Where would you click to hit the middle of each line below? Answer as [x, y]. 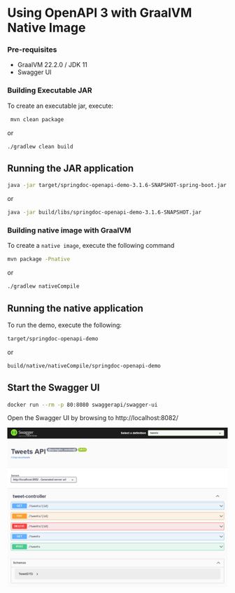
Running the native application [75, 308]
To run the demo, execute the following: [65, 325]
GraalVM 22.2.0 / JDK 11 [52, 65]
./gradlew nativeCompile [43, 286]
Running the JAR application [71, 168]
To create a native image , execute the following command [91, 246]
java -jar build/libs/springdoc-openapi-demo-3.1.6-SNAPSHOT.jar [104, 212]
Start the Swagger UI [54, 388]
